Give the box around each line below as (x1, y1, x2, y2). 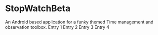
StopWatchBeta (5, 3, 71, 14)
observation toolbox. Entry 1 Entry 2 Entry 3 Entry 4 (5, 24, 110, 30)
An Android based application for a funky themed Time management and (5, 19, 154, 25)
